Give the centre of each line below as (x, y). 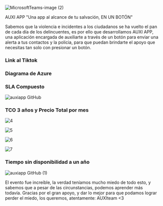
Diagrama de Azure (29, 73)
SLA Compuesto (25, 87)
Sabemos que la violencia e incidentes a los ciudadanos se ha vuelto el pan (81, 27)
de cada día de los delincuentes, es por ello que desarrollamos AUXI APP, (79, 32)
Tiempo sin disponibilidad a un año (47, 162)
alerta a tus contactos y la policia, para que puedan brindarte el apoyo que (80, 42)
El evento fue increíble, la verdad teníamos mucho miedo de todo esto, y (78, 182)
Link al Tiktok (21, 60)
